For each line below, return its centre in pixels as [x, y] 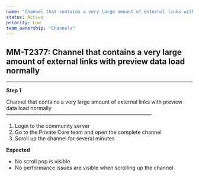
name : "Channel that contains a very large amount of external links [94, 12]
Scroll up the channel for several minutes [65, 139]
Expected [18, 150]
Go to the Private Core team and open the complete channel [88, 132]
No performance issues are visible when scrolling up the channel [94, 168]
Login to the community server [52, 126]
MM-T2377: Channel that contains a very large [94, 52]
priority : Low [24, 22]
